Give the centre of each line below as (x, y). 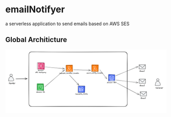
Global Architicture (36, 40)
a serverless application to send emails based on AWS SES (67, 24)
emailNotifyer (35, 9)
